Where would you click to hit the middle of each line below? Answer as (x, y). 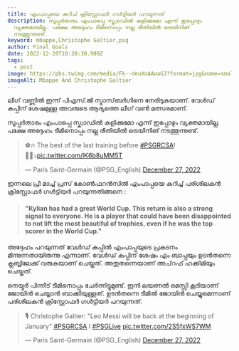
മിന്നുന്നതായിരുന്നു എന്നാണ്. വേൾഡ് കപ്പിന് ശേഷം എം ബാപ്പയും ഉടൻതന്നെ (119, 255)
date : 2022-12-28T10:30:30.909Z (55, 54)
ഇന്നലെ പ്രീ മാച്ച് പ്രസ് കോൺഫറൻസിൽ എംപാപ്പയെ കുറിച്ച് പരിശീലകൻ (114, 184)
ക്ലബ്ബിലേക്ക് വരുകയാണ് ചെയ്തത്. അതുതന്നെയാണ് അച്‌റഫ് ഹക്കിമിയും (111, 263)
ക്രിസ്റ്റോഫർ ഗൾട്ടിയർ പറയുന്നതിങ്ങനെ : (67, 192)
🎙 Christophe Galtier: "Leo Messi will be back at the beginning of (119, 316)
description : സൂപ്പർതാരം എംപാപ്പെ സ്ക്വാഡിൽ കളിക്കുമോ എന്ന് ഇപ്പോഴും (105, 21)
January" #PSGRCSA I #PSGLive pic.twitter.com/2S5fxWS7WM (118, 326)
